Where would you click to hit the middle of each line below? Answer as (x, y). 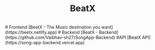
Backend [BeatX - (80, 32)
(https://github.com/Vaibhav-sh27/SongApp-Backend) (60, 37)
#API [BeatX (129, 37)
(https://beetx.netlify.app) (31, 32)
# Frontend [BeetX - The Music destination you (53, 27)
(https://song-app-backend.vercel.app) (45, 42)
